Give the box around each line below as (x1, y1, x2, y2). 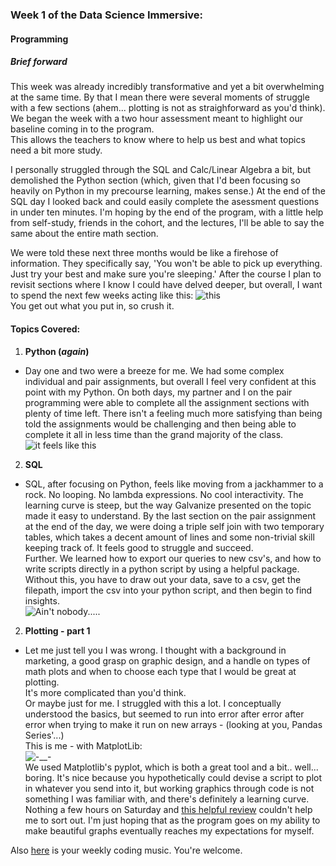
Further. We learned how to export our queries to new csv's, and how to (24, 552, 322, 564)
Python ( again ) (24, 345, 90, 357)
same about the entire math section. (10, 228, 159, 240)
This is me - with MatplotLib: (24, 739, 143, 752)
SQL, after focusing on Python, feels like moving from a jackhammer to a (24, 478, 324, 490)
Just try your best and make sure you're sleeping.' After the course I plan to (10, 268, 322, 280)
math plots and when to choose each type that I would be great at (24, 665, 297, 677)
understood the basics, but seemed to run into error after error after (24, 708, 305, 720)
